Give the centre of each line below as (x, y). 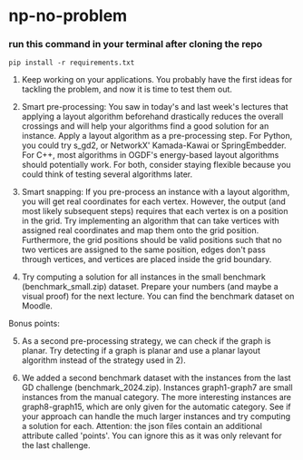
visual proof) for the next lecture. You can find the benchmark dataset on (158, 297)
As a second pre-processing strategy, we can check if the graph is (146, 341)
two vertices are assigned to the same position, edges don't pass (144, 250)
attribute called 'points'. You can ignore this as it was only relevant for (151, 436)
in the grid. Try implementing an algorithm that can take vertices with (151, 221)
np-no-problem (68, 16)
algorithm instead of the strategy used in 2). (104, 360)
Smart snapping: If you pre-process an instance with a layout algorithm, (156, 192)
